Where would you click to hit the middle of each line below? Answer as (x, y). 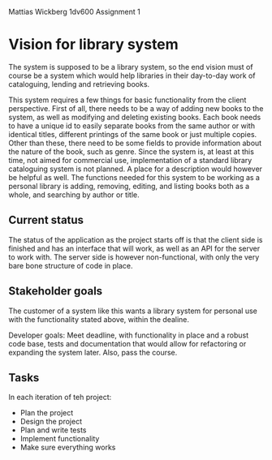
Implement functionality (60, 439)
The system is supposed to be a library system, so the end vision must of (131, 67)
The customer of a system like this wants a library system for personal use (133, 311)
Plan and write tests (53, 430)
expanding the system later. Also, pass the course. (93, 352)
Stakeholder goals (56, 291)
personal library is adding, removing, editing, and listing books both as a (129, 186)
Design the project (51, 422)
